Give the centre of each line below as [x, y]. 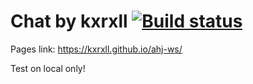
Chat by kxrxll [69, 21]
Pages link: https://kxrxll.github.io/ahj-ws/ [96, 49]
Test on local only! [48, 68]
